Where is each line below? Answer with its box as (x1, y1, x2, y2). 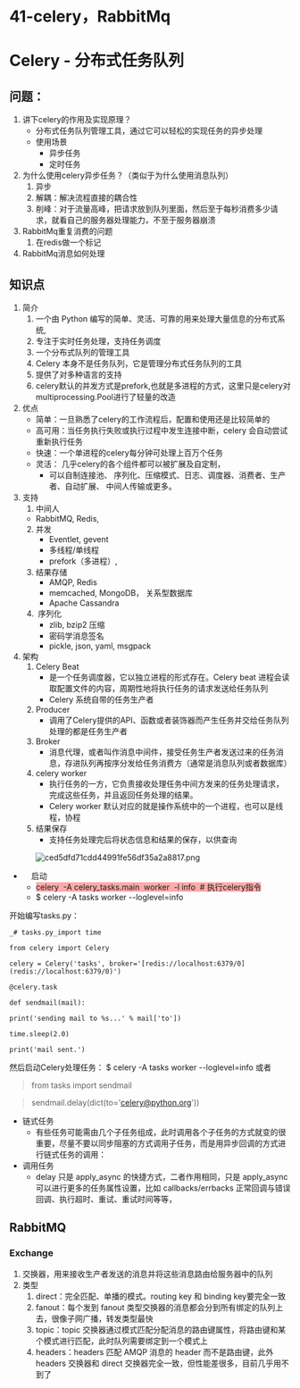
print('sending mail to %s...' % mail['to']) (9, 1014, 181, 1023)
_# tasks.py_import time (9, 928, 102, 937)
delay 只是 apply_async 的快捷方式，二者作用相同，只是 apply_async (35, 1172, 288, 1182)
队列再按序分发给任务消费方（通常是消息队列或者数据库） (79, 758, 292, 768)
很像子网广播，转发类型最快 (51, 1313, 154, 1324)
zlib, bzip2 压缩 (48, 620, 105, 630)
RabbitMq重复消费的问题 (21, 226, 113, 237)
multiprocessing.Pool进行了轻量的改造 (35, 392, 176, 402)
